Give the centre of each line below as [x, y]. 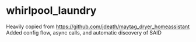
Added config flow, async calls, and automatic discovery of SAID [84, 32]
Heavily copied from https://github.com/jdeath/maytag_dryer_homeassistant [98, 26]
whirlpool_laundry [51, 11]
